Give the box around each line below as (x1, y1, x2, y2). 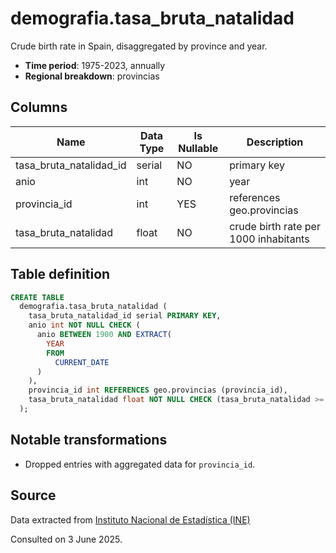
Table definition (10, 266, 111, 283)
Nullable (178, 141, 219, 155)
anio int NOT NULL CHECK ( (28, 320, 141, 331)
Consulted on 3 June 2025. (10, 533, 123, 545)
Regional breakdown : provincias (24, 70, 160, 82)
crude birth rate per (229, 219, 321, 233)
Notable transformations (10, 432, 168, 449)
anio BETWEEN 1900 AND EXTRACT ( (36, 330, 172, 340)
